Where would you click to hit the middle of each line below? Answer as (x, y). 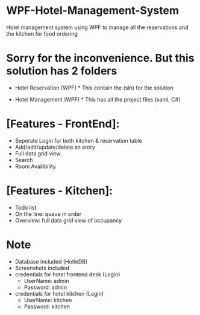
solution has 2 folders (62, 71)
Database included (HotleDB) (51, 261)
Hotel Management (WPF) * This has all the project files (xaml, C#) (98, 99)
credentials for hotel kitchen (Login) (59, 293)
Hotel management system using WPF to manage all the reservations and (97, 27)
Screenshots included (42, 268)
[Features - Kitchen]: (60, 190)
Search (24, 160)
